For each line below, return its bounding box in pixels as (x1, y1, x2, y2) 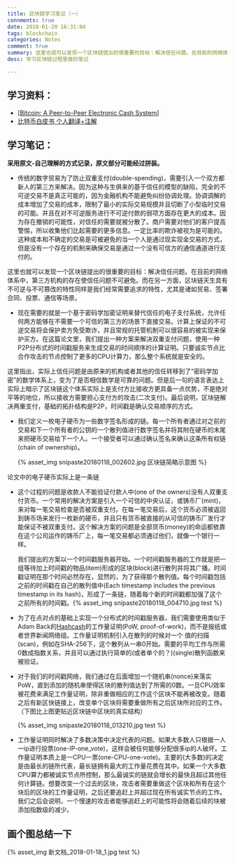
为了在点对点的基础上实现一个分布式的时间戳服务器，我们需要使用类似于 (17, 613, 226, 622)
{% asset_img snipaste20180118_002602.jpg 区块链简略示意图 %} (17, 458, 208, 466)
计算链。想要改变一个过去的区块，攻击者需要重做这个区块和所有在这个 (23, 779, 226, 787)
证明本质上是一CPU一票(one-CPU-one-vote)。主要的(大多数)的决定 (29, 753, 224, 762)
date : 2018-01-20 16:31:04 (7, 23, 86, 30)
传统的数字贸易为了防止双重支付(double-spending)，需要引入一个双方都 (17, 174, 225, 183)
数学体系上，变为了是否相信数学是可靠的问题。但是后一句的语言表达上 (22, 376, 225, 385)
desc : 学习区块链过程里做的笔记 (7, 56, 89, 63)
